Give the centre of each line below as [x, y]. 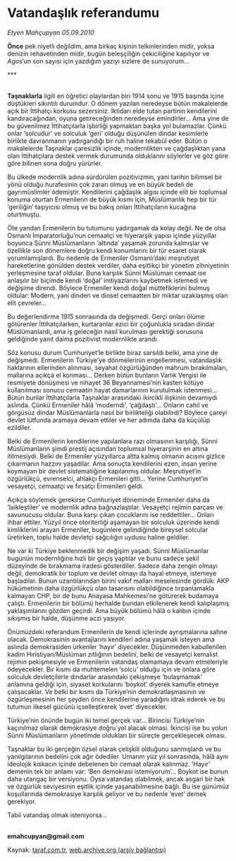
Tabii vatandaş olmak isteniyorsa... [57, 814]
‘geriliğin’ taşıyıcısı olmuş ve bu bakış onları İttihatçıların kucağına [102, 206]
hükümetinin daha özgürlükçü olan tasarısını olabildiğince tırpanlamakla [111, 588]
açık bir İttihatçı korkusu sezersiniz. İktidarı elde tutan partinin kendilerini [112, 111]
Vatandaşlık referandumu [83, 13]
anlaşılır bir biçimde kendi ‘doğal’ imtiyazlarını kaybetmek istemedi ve [107, 280]
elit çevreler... [27, 303]
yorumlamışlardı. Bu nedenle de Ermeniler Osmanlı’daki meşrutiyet [103, 258]
